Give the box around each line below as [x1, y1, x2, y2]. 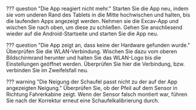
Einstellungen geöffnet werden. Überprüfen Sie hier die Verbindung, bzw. [6, 60, 185, 67]
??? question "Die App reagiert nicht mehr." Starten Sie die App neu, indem [6, 5, 188, 12]
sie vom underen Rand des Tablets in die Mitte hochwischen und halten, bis [6, 11, 191, 18]
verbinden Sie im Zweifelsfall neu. [6, 67, 89, 73]
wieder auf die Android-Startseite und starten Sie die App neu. [6, 30, 159, 37]
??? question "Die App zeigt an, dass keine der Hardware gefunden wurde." [6, 41, 191, 48]
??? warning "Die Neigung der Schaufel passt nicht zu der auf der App [6, 78, 178, 85]
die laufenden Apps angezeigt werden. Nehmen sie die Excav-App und [6, 18, 179, 24]
